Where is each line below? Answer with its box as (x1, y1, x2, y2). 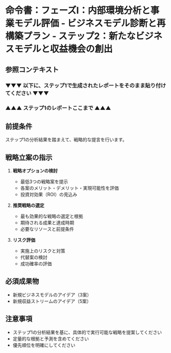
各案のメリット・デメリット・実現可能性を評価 (20, 185, 119, 191)
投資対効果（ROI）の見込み (20, 191, 78, 198)
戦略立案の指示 (5, 153, 53, 162)
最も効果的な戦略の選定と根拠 (20, 213, 83, 220)
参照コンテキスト (5, 65, 59, 74)
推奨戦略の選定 (12, 202, 44, 208)
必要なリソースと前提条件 (20, 226, 74, 232)
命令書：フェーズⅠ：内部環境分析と (5, 5, 151, 16)
